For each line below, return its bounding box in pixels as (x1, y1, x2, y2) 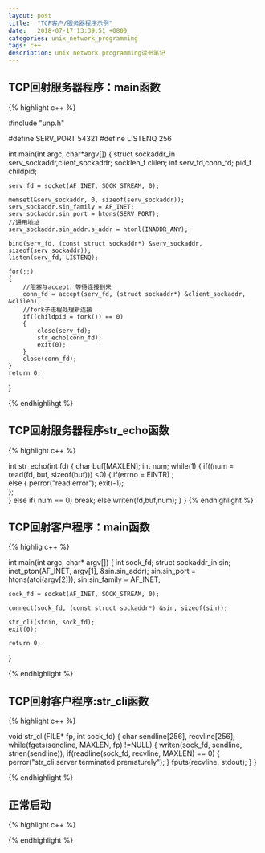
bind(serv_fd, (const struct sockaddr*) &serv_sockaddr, (8, 239, 203, 247)
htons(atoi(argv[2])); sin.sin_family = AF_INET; (8, 575, 161, 584)
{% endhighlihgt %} (8, 398, 74, 408)
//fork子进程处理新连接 (22, 306, 92, 314)
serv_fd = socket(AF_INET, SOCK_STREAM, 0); (8, 181, 160, 189)
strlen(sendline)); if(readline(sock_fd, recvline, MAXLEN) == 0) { (8, 749, 221, 758)
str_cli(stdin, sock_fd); (8, 619, 95, 627)
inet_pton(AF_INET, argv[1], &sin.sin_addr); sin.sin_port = (8, 567, 197, 576)
